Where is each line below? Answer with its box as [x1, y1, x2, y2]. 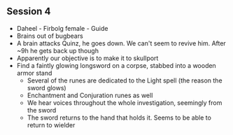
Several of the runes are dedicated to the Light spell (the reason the [27, 76, 223, 85]
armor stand [16, 69, 52, 77]
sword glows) [27, 83, 67, 92]
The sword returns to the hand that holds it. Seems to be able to [27, 113, 211, 122]
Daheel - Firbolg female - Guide [16, 24, 108, 32]
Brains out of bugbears [16, 31, 83, 40]
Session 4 [6, 6, 51, 17]
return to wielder [27, 120, 76, 129]
